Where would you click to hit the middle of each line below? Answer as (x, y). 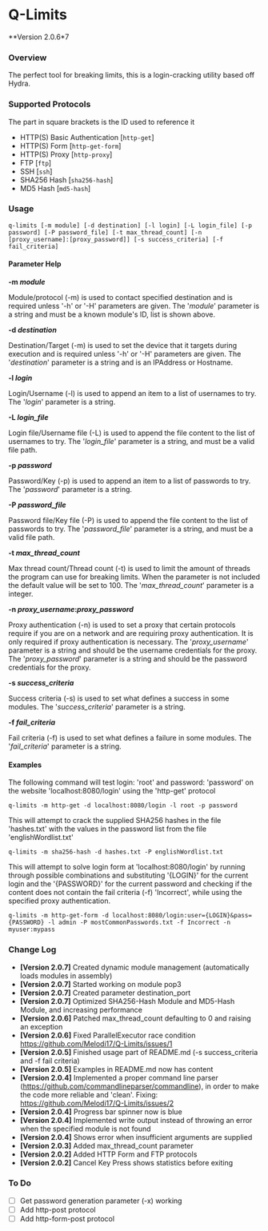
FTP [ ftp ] (36, 162)
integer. (21, 594)
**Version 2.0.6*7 (39, 37)
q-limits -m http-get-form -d (59, 916)
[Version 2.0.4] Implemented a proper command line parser (119, 1077)
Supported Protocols (50, 104)
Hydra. (19, 84)
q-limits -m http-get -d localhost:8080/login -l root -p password (123, 805)
